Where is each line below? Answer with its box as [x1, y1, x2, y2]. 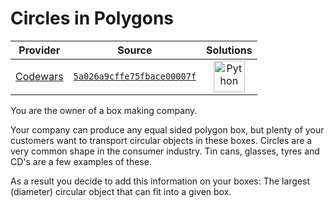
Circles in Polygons [10, 7, 175, 30]
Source [117, 43, 153, 57]
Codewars [15, 69, 64, 83]
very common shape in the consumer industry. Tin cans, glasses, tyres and [10, 145, 320, 157]
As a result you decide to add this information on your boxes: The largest [10, 175, 311, 187]
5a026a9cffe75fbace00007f [73, 70, 197, 82]
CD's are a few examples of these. [10, 155, 152, 167]
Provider [18, 43, 61, 57]
